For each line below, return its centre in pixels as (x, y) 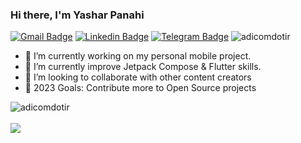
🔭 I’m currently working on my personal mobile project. (138, 56)
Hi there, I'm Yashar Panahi (77, 15)
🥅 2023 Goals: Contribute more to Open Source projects (140, 88)
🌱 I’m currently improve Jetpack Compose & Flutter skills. (143, 67)
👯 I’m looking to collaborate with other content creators (138, 77)
